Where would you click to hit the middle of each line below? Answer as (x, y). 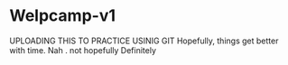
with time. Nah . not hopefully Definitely (83, 50)
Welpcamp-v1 (62, 16)
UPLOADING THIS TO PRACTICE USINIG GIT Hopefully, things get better (144, 41)
